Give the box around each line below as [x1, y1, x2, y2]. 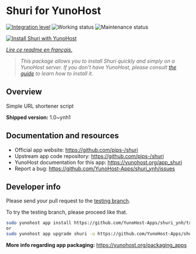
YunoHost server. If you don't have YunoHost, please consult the [20, 63, 177, 71]
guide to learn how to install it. [20, 70, 93, 77]
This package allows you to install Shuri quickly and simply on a [20, 57, 175, 64]
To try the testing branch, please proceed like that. [6, 209, 128, 216]
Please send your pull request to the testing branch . [6, 197, 131, 204]
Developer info [6, 181, 61, 191]
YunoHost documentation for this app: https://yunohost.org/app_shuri [14, 159, 183, 166]
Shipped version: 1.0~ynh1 [6, 114, 71, 121]
